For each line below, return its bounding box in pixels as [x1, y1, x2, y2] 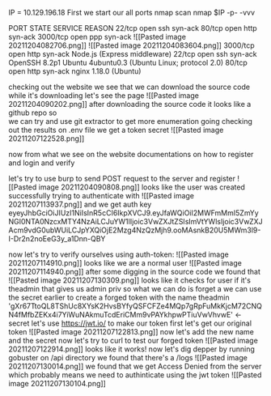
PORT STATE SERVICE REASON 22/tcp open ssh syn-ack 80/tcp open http [8, 23, 257, 32]
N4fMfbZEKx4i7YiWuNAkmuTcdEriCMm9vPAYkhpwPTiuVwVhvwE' [8, 310, 233, 319]
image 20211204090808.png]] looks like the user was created [38, 182, 245, 192]
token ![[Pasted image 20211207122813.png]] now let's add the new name [8, 327, 255, 336]
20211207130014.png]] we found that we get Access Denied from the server [8, 361, 262, 371]
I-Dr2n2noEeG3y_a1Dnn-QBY [8, 234, 106, 243]
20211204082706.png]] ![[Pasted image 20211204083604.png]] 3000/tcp [8, 40, 255, 50]
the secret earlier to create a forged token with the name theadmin [8, 292, 230, 302]
